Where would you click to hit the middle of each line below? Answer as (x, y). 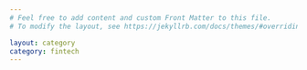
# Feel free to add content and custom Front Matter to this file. (141, 18)
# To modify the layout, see (65, 26)
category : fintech (44, 51)
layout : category (42, 43)
